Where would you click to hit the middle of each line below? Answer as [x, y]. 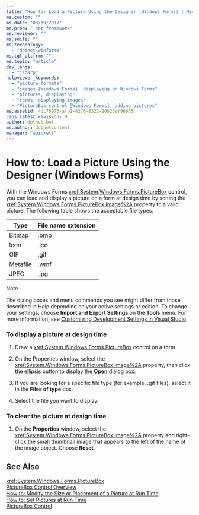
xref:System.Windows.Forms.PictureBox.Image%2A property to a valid [92, 204]
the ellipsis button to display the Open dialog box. [75, 371]
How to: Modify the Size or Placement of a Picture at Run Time [82, 494]
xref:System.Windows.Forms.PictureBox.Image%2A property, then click [102, 365]
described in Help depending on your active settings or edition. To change [97, 306]
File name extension [67, 225]
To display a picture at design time [57, 334]
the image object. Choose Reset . [55, 448]
